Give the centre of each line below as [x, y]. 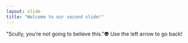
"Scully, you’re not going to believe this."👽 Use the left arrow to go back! [94, 34]
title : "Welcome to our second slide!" [55, 17]
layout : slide [24, 11]
